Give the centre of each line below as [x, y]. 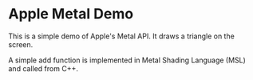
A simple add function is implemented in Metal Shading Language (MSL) [127, 60]
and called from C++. [43, 68]
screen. [21, 44]
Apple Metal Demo [71, 14]
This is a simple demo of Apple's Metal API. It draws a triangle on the [122, 36]
